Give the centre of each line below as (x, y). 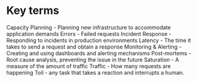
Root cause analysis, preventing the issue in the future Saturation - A (93, 60)
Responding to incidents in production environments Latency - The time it (99, 40)
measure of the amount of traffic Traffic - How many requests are (88, 66)
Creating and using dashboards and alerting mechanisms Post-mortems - (99, 53)
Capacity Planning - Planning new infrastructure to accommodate (88, 27)
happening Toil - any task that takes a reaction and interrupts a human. (95, 72)
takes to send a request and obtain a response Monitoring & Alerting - (94, 47)
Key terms (33, 11)
